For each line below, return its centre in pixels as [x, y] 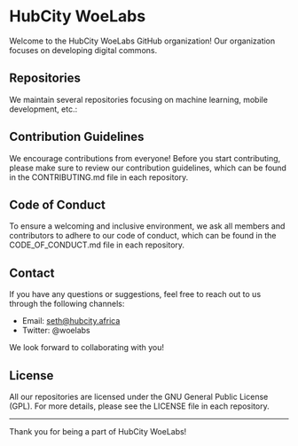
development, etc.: [43, 109]
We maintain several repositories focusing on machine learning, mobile [139, 99]
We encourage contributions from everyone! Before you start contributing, [145, 158]
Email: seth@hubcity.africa [71, 321]
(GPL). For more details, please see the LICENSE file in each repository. [139, 406]
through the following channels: [67, 304]
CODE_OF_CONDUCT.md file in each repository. [97, 245]
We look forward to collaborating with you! [87, 348]
